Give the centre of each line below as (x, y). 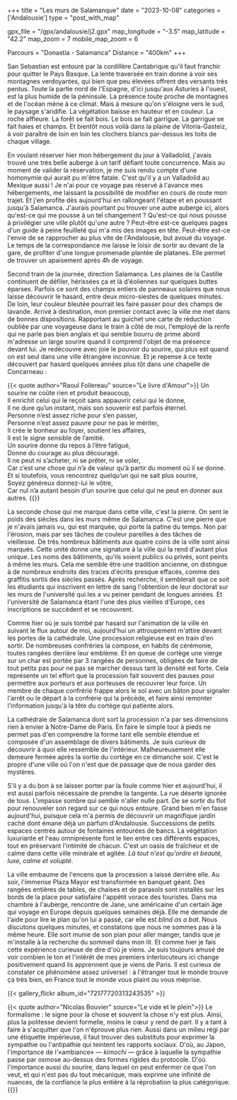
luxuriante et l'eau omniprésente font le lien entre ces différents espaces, (114, 838)
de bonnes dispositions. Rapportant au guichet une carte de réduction (110, 319)
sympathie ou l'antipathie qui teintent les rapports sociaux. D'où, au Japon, (117, 1045)
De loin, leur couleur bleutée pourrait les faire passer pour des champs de (115, 304)
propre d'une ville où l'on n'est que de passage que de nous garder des (112, 764)
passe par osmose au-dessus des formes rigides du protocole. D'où (106, 1059)
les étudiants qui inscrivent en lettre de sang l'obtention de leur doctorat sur (118, 587)
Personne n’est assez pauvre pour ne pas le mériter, (83, 423)
